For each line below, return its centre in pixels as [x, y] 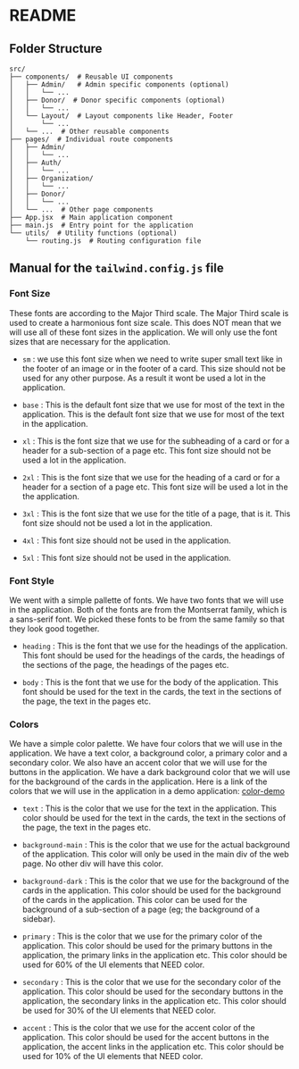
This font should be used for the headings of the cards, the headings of [154, 655]
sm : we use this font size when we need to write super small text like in [152, 359]
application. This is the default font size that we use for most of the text [153, 414]
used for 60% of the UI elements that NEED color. [113, 965]
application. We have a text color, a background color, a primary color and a [149, 753]
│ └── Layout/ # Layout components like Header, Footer [121, 116]
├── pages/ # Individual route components [91, 139]
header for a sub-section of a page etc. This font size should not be [146, 450]
